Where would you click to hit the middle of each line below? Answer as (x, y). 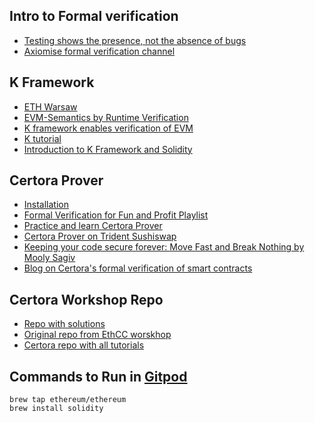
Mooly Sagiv (49, 258)
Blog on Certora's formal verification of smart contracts (138, 268)
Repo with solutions (64, 324)
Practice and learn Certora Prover (93, 226)
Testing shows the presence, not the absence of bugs (135, 40)
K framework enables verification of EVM (108, 128)
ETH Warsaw (50, 106)
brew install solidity (56, 409)
